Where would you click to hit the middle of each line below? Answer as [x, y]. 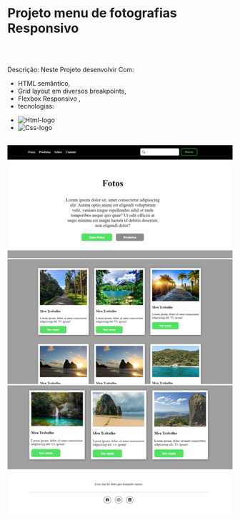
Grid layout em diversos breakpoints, [72, 91]
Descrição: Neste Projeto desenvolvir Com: [71, 69]
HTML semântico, [44, 83]
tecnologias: [36, 106]
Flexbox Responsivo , [49, 99]
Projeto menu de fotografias [92, 13]
